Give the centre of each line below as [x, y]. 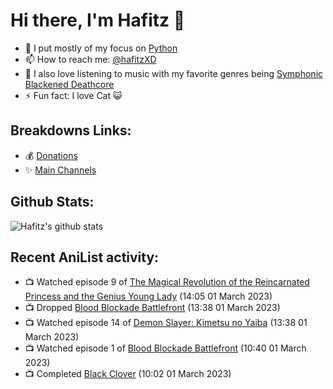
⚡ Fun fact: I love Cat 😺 [73, 95]
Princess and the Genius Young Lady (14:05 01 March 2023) [148, 296]
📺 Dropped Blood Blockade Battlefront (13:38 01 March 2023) [152, 308]
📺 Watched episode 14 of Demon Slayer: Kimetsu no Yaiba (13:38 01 [166, 323]
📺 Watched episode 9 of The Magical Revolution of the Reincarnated [167, 282]
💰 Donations [51, 155]
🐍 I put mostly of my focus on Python [101, 48]
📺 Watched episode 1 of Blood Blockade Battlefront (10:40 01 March [165, 348]
